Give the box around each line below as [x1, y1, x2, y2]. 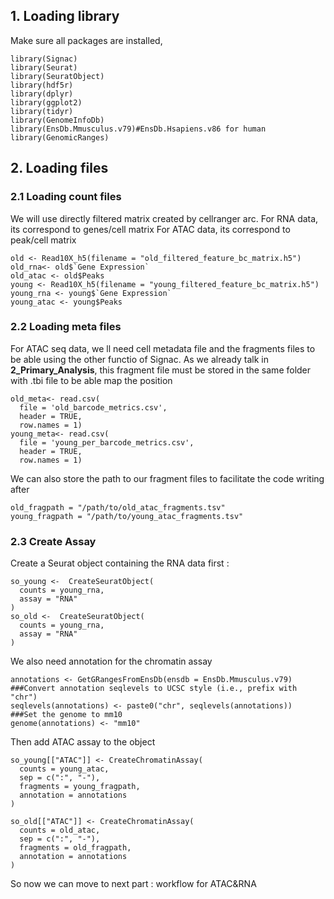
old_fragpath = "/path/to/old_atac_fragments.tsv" [10, 502, 226, 513]
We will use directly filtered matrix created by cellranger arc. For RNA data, [10, 212, 319, 224]
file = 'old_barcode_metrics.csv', [19, 402, 168, 413]
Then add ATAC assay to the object [10, 736, 156, 748]
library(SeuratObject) [10, 71, 105, 81]
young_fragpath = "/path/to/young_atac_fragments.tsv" [10, 511, 244, 521]
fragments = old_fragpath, [19, 843, 132, 853]
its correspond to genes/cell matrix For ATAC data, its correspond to [10, 223, 291, 235]
